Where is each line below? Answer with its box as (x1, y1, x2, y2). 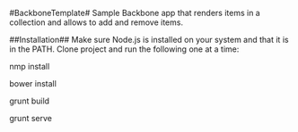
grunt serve (9, 113, 52, 123)
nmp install (9, 62, 50, 71)
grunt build (9, 95, 50, 106)
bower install (9, 78, 57, 88)
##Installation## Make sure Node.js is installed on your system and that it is (9, 35, 289, 45)
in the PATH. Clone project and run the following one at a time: (9, 44, 240, 54)
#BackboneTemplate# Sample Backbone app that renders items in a (9, 8, 260, 18)
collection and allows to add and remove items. (9, 17, 184, 28)
